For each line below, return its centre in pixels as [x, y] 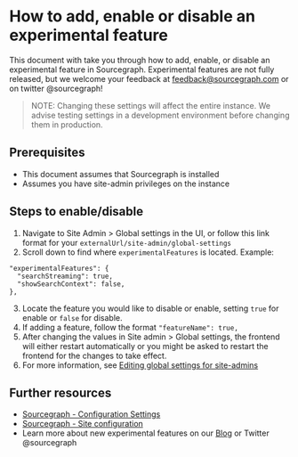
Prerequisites [47, 153]
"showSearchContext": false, [71, 284]
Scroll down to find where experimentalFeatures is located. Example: [148, 252]
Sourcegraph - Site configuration [83, 424]
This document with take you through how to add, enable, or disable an [140, 60]
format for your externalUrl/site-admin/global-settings [126, 242]
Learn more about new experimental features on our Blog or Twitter [145, 433]
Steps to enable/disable [77, 212]
